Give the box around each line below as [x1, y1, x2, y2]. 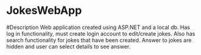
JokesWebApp [6, 4, 82, 18]
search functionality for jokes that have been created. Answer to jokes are [6, 36, 192, 44]
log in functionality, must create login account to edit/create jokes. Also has [6, 30, 196, 37]
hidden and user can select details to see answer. [6, 43, 131, 50]
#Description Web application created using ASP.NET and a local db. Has [6, 24, 191, 31]
